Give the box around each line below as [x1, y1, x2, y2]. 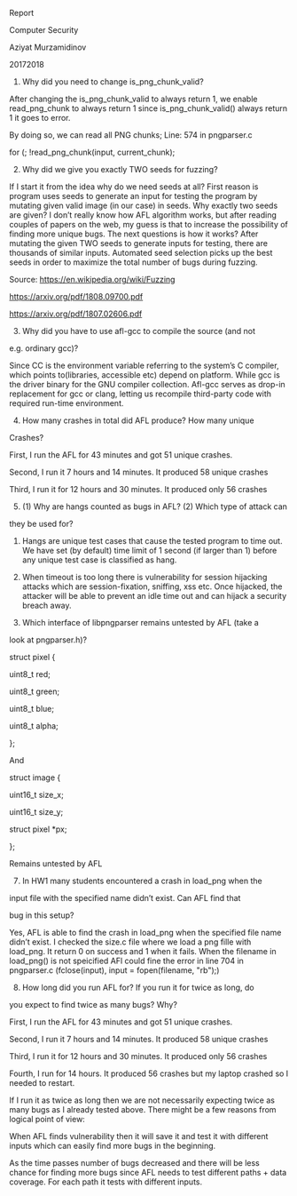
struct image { [9, 772, 61, 783]
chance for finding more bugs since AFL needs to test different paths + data [9, 1168, 287, 1177]
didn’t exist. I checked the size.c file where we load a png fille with [9, 937, 252, 947]
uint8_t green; [9, 686, 60, 697]
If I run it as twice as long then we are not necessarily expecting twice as [9, 1095, 275, 1105]
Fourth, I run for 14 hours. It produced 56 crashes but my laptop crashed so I [9, 1068, 289, 1079]
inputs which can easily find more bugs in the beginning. [9, 1141, 216, 1151]
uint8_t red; [9, 669, 51, 679]
